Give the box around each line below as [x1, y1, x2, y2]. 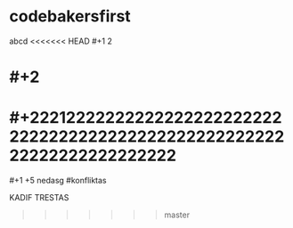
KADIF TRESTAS [9, 192, 69, 203]
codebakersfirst [9, 6, 131, 27]
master [164, 209, 190, 220]
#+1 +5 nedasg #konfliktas [9, 175, 107, 186]
